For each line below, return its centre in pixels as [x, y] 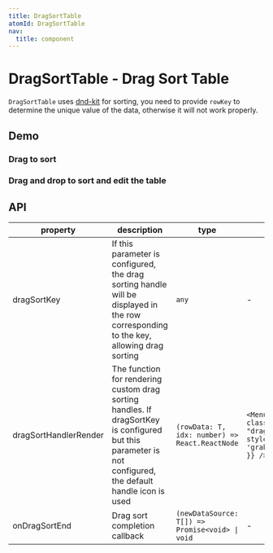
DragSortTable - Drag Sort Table [119, 79]
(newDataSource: [207, 513]
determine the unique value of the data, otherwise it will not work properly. [133, 110]
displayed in [135, 305]
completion [133, 526]
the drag [128, 274]
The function [136, 369]
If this [123, 244]
